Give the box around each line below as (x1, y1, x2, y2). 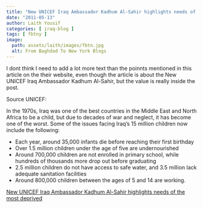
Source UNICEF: (6, 95, 47, 102)
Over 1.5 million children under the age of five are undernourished (14, 144, 179, 151)
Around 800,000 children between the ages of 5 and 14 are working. (14, 176, 186, 184)
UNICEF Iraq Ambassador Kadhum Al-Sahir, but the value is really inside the (6, 77, 195, 84)
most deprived (6, 194, 42, 202)
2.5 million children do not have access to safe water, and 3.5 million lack (14, 163, 197, 171)
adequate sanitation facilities (14, 170, 87, 177)
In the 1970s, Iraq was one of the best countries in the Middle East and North (6, 107, 198, 115)
